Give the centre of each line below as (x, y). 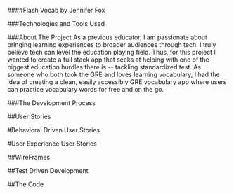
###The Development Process (52, 103)
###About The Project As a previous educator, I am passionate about (107, 37)
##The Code (26, 184)
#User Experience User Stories (52, 144)
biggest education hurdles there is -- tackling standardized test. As (104, 67)
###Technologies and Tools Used (56, 23)
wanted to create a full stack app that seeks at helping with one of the (108, 60)
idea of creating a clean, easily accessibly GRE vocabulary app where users (117, 82)
